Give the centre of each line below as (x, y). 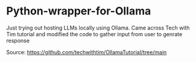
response (18, 40)
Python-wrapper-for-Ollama (79, 11)
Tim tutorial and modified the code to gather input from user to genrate (94, 34)
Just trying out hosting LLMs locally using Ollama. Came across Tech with (98, 28)
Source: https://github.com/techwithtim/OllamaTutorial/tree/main (87, 52)
